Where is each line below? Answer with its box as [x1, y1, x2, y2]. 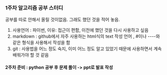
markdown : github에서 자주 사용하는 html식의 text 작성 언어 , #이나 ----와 [12, 33, 160, 39]
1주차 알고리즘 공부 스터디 [5, 4, 64, 11]
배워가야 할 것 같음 [12, 52, 49, 58]
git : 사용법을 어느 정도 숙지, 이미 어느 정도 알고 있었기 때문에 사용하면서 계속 [12, 46, 162, 52]
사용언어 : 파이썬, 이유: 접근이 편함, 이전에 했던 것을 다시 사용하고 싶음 [12, 27, 149, 33]
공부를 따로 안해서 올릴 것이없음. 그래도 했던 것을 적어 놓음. [5, 16, 120, 23]
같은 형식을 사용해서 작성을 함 [12, 40, 70, 46]
